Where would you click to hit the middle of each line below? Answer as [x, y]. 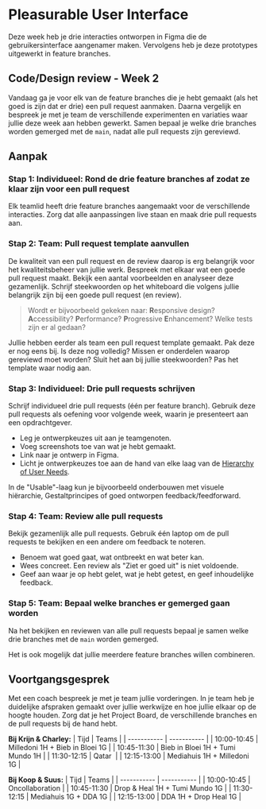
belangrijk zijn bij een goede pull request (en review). [95, 295]
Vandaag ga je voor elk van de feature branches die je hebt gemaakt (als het [133, 98]
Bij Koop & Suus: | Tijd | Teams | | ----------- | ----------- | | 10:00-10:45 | [129, 780]
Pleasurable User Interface [98, 15]
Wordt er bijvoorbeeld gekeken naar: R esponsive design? [121, 310]
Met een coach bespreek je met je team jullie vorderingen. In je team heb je [131, 699]
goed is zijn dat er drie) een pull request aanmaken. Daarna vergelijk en [125, 106]
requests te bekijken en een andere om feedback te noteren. [107, 542]
